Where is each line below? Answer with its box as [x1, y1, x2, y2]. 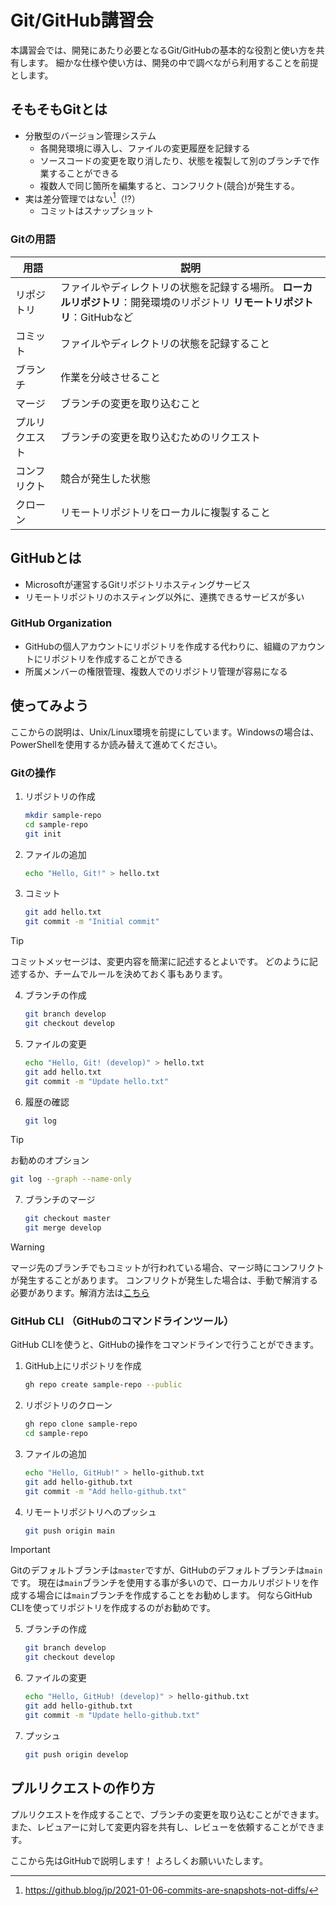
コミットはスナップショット [39, 205, 155, 217]
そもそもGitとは [10, 101, 108, 118]
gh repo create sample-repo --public [24, 1380, 183, 1390]
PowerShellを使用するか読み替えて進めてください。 [10, 738, 223, 750]
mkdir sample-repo [24, 810, 102, 820]
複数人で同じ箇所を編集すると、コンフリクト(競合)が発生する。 [39, 179, 300, 191]
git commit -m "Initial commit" [24, 917, 160, 927]
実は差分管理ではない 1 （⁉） [24, 191, 141, 205]
